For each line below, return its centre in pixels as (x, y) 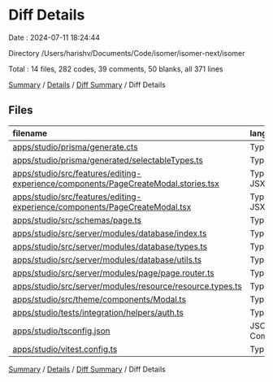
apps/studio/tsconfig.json (61, 331)
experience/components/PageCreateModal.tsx (102, 206)
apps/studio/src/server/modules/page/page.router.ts (113, 272)
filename (30, 133)
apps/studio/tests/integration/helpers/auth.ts (98, 312)
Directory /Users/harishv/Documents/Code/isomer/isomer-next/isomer (127, 53)
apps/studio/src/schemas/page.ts (77, 219)
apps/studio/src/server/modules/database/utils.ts (107, 259)
